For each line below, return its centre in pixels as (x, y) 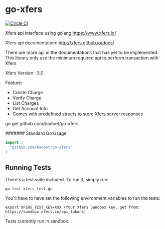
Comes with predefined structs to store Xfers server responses (78, 114)
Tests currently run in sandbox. (37, 221)
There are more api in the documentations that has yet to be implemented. (82, 52)
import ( (14, 142)
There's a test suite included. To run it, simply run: (57, 180)
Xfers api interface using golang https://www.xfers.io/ (61, 33)
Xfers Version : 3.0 (24, 73)
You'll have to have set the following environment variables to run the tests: (83, 198)
